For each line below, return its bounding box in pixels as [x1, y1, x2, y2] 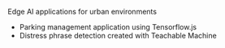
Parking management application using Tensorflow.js [19, 22, 197, 31]
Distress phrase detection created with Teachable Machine [19, 31, 217, 40]
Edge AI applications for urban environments [7, 7, 158, 16]
